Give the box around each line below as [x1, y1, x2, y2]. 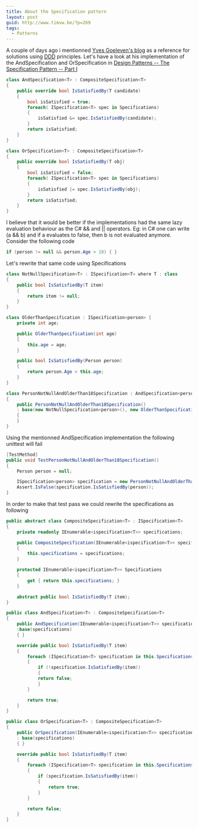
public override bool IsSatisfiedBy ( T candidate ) [16, 88, 141, 94]
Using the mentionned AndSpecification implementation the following [6, 434, 175, 441]
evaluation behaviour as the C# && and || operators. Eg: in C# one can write [6, 225, 190, 232]
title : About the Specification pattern [6, 8, 107, 15]
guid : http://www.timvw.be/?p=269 [6, 19, 91, 25]
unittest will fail [6, 440, 43, 447]
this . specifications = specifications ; [27, 551, 126, 557]
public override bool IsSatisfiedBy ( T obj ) [16, 159, 126, 165]
